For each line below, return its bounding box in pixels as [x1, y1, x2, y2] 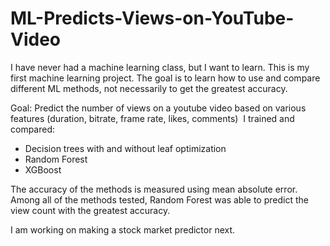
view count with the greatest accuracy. [10, 204, 171, 216]
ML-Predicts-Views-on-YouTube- [10, 7, 295, 30]
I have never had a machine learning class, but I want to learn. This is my [10, 61, 310, 73]
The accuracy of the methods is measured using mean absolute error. [10, 183, 298, 195]
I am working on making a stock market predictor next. [10, 223, 236, 236]
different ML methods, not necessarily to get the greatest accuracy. [10, 82, 288, 94]
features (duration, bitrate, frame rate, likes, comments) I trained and [10, 112, 295, 124]
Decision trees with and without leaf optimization [24, 142, 227, 154]
